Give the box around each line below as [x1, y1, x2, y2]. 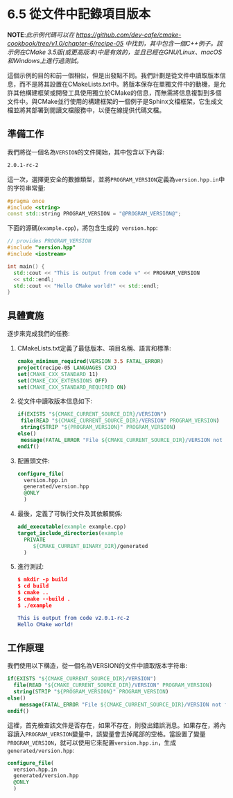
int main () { [7, 263, 45, 270]
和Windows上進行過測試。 [7, 56, 83, 64]
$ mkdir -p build [17, 576, 68, 583]
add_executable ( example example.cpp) [17, 524, 127, 531]
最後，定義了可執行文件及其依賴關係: [17, 510, 123, 518]
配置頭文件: [17, 456, 50, 465]
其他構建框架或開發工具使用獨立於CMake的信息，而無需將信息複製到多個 [12, 88, 222, 97]
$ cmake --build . [17, 596, 71, 603]
